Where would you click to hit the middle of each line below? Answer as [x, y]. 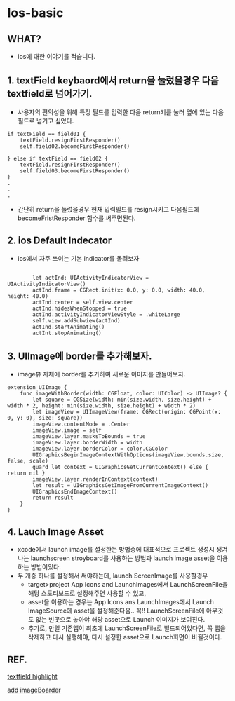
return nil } [26, 474]
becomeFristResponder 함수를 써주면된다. [76, 218]
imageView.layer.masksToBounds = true [89, 437]
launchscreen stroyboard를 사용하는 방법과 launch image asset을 [123, 558]
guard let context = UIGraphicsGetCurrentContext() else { [121, 468]
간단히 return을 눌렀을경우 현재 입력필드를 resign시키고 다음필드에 [108, 209]
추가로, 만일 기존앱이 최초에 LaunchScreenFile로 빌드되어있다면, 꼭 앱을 [127, 628]
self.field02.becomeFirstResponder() [75, 146]
